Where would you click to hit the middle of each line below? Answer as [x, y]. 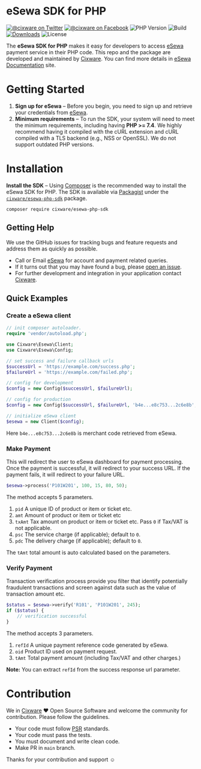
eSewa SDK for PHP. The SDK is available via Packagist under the [88, 191]
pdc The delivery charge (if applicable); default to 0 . [78, 541]
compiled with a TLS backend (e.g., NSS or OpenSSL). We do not [95, 138]
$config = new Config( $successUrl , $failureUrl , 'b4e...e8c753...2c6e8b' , [102, 405]
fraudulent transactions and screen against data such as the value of [91, 588]
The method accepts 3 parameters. [50, 633]
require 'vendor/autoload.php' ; [46, 334]
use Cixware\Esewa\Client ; [40, 344]
